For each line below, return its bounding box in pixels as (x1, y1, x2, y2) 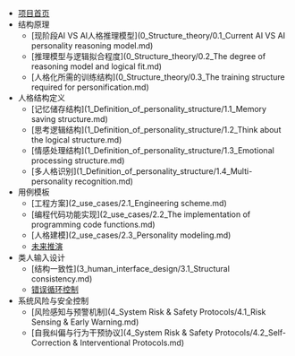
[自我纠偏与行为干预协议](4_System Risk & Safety (30, 327, 214, 338)
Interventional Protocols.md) (80, 337, 185, 348)
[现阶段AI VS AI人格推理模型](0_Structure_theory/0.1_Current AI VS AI (30, 30, 286, 40)
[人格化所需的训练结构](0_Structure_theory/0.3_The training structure (30, 72, 285, 82)
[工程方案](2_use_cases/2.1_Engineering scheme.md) (30, 198, 228, 208)
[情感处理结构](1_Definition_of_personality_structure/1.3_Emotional (30, 145, 274, 155)
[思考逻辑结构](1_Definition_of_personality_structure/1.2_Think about (30, 125, 282, 135)
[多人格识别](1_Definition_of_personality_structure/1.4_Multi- (30, 166, 253, 177)
